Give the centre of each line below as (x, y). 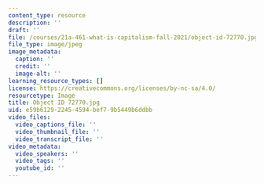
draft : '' (24, 30)
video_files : (29, 117)
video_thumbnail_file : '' (58, 132)
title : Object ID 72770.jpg (54, 103)
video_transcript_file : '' (59, 139)
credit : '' (33, 67)
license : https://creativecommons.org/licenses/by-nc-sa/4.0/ (112, 88)
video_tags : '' (40, 161)
